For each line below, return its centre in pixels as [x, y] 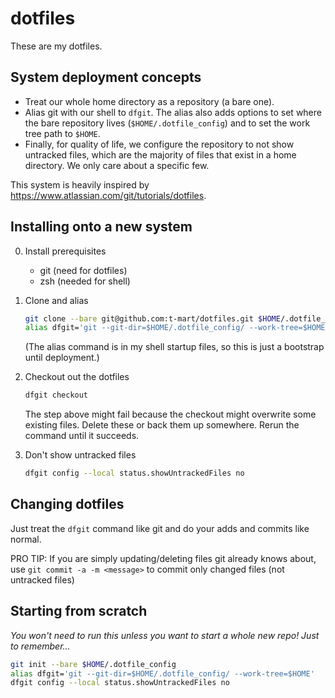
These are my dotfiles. [56, 46]
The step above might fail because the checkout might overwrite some [170, 414]
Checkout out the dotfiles [77, 377]
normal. [26, 539]
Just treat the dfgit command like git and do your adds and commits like [160, 528]
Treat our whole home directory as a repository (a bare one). [149, 101]
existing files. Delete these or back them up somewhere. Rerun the [162, 425]
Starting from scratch [79, 611]
